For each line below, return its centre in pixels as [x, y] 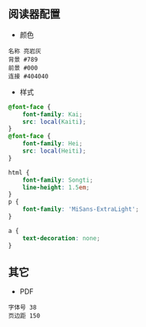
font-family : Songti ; [58, 180]
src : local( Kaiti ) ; [54, 122]
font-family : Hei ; [52, 144]
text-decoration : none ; [62, 238]
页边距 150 [24, 316]
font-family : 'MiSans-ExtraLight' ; [81, 209]
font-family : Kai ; [52, 114]
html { [19, 172]
